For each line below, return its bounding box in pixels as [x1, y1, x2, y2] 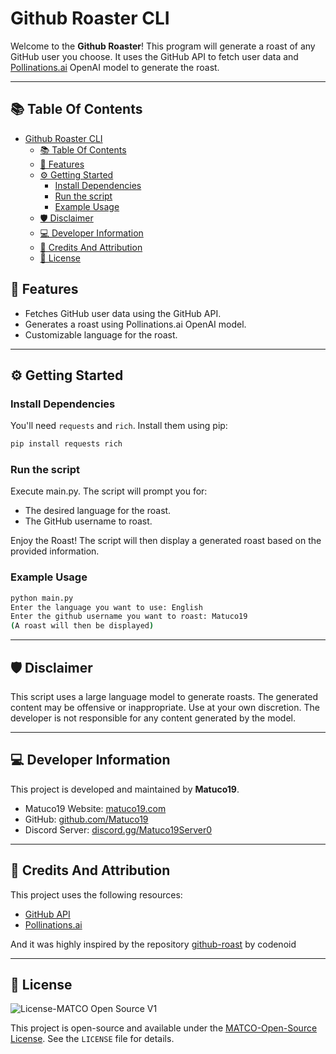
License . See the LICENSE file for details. [10, 1033, 175, 1045]
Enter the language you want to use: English [10, 602, 203, 612]
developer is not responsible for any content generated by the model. [10, 712, 296, 724]
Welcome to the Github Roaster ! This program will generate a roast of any [10, 40, 316, 52]
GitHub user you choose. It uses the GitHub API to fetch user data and [10, 50, 299, 62]
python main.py [10, 593, 74, 603]
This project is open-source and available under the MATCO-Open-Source [10, 1022, 318, 1034]
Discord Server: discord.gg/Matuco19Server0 [24, 823, 213, 836]
